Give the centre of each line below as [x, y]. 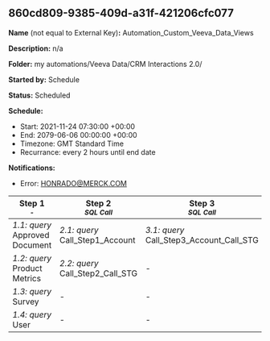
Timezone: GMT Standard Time [72, 143]
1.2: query [32, 258]
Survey [26, 301]
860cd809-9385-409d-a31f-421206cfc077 [121, 13]
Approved [31, 235]
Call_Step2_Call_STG [98, 273]
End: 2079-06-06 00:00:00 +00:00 [79, 135]
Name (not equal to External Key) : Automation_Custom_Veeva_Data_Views [131, 32]
